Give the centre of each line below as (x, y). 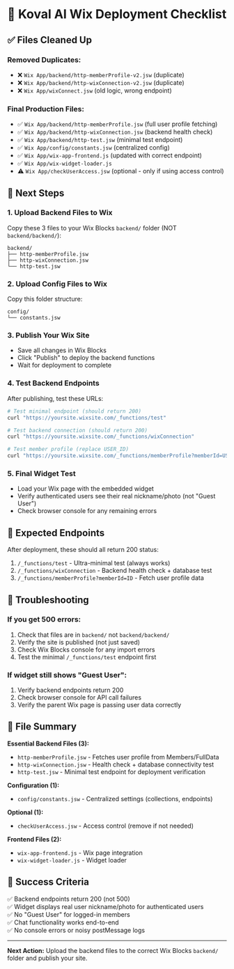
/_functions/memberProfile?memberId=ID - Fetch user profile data (110, 578)
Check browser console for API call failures (79, 698)
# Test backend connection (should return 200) (78, 430)
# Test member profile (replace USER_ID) (68, 449)
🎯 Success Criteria (48, 882)
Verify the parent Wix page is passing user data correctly (99, 705)
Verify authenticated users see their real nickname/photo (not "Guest (116, 496)
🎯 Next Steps (36, 193)
